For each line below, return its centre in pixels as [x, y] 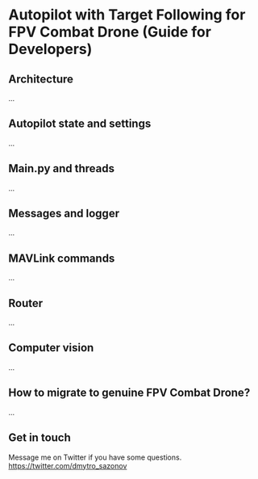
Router [26, 303]
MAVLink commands [62, 258]
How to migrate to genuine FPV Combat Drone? [129, 393]
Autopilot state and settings [80, 124]
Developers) [50, 49]
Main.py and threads [62, 168]
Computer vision [51, 348]
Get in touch [40, 438]
